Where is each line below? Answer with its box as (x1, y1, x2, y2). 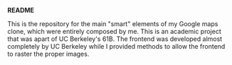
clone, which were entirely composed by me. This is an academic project (7, 28, 222, 35)
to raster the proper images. (7, 49, 90, 58)
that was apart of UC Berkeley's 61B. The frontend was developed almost (7, 35, 223, 43)
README (7, 6, 34, 14)
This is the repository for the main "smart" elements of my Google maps (7, 20, 218, 28)
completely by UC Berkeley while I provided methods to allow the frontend (7, 42, 226, 50)
